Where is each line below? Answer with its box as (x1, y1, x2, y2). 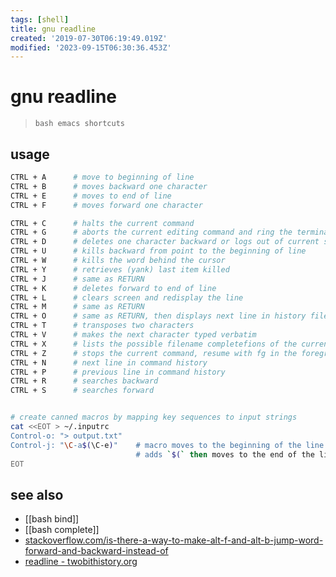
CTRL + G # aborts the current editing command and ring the (10, 227, 293, 238)
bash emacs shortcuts (34, 119, 125, 129)
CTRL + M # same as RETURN (10, 302, 145, 312)
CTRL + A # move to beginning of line (10, 172, 195, 182)
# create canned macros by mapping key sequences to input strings (10, 412, 298, 423)
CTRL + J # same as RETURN (10, 274, 145, 284)
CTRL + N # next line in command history (10, 357, 208, 368)
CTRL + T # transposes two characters (10, 321, 195, 331)
